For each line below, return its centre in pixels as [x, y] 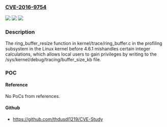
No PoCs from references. [33, 96]
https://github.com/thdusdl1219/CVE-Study [58, 119]
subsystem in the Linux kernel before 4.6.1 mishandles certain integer [78, 48]
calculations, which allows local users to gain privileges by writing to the [81, 54]
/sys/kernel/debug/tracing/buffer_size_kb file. [53, 59]
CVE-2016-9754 [26, 7]
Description [20, 32]
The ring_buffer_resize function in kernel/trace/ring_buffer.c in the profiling [84, 43]
